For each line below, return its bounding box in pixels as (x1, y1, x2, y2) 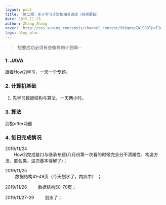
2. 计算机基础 (5, 83, 37, 90)
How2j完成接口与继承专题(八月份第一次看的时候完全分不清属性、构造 (14, 152, 154, 157)
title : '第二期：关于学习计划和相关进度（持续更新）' (5, 12, 103, 17)
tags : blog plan (5, 30, 39, 35)
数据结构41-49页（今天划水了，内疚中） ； (14, 174, 102, 180)
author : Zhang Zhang (5, 21, 48, 26)
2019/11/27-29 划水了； (5, 195, 63, 201)
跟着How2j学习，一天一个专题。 (5, 69, 70, 75)
